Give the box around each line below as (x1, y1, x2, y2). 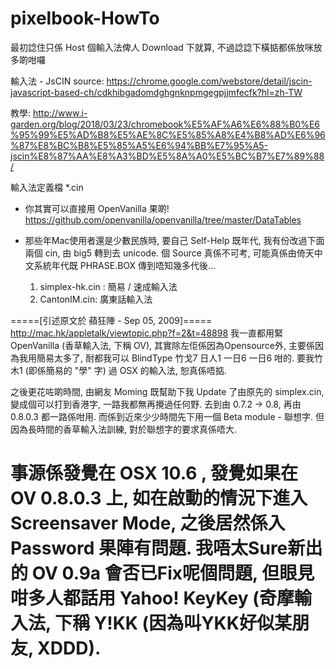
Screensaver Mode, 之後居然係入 (10, 512, 286, 535)
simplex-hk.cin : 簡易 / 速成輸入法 (39, 280, 178, 292)
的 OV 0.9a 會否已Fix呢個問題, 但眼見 (10, 562, 315, 585)
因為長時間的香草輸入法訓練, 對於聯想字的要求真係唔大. (10, 423, 238, 435)
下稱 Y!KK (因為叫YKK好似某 (54, 612, 292, 635)
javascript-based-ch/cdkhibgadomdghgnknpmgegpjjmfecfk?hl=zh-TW (10, 86, 303, 98)
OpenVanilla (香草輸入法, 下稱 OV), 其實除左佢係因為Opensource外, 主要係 (10, 339, 315, 351)
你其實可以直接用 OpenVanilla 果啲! (24, 202, 170, 214)
